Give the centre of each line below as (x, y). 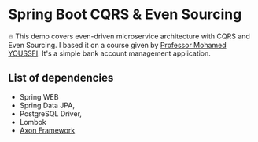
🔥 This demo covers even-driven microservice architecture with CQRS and (129, 36)
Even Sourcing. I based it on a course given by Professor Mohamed (117, 45)
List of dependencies (61, 78)
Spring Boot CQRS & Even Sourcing (125, 15)
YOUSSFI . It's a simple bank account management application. (109, 53)
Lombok (33, 122)
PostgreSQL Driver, (51, 113)
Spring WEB (39, 96)
